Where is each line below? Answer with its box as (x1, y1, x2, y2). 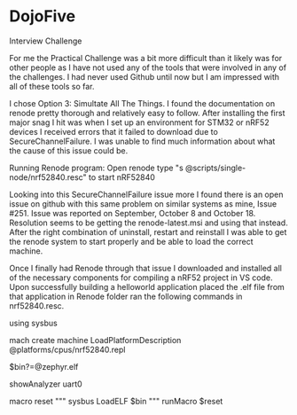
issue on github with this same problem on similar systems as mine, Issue (9, 198, 277, 209)
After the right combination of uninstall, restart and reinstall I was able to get (9, 226, 287, 237)
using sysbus (9, 317, 58, 328)
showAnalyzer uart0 (9, 379, 82, 389)
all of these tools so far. (9, 81, 95, 91)
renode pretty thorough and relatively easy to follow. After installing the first (9, 107, 285, 118)
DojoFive (9, 6, 76, 27)
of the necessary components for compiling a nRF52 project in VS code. (9, 272, 273, 283)
